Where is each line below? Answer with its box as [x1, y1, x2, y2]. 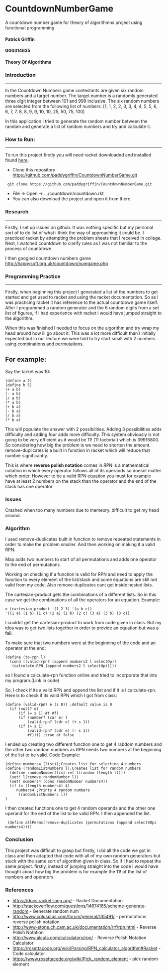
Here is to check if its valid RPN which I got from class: [5, 693, 117, 698]
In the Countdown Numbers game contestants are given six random [5, 88, 144, 94]
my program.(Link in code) [5, 678, 60, 684]
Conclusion [5, 836, 34, 843]
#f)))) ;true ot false [27, 733, 75, 738]
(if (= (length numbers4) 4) [9, 783, 70, 789]
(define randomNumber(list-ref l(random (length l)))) [9, 770, 126, 775]
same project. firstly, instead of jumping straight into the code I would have [5, 863, 159, 869]
